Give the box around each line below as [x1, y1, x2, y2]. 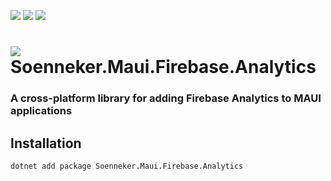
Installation [10, 135, 82, 152]
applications [10, 104, 73, 118]
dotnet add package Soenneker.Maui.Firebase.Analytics [10, 161, 244, 171]
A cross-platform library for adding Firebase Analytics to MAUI [10, 91, 322, 105]
